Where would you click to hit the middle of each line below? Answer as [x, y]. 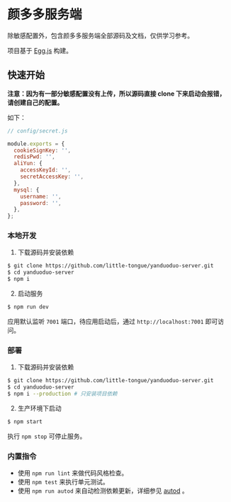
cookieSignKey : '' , [43, 150]
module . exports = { [36, 144]
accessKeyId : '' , [46, 170]
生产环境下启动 [39, 408]
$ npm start [25, 422]
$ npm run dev [28, 307]
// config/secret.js [38, 131]
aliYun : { [28, 164]
